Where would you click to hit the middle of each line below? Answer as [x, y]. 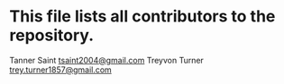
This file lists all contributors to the [142, 17]
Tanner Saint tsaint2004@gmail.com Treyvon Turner [107, 60]
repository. [52, 35]
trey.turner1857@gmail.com [61, 70]
